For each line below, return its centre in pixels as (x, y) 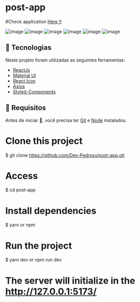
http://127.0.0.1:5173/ (51, 291)
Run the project (39, 246)
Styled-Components (34, 92)
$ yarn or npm (20, 225)
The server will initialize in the (70, 280)
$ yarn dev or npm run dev (34, 260)
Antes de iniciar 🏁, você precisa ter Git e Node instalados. (66, 120)
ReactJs (21, 70)
